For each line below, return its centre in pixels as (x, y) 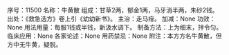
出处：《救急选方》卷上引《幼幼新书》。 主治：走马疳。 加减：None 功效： (111, 19)
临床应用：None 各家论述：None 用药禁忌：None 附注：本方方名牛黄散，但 (114, 36)
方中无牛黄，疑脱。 (35, 44)
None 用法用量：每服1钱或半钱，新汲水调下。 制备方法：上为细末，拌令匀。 (115, 27)
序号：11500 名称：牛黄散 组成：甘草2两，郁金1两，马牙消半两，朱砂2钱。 (113, 10)
